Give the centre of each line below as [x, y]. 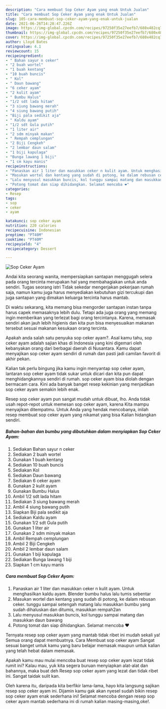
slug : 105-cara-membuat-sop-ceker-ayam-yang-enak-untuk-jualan [72, 19]
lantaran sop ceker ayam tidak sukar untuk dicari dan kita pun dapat [75, 374]
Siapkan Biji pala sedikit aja [40, 512]
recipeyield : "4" [23, 244]
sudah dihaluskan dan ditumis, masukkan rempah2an [67, 610]
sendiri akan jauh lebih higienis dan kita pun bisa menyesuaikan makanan [80, 323]
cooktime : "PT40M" [24, 239]
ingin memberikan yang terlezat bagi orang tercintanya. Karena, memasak [81, 318]
